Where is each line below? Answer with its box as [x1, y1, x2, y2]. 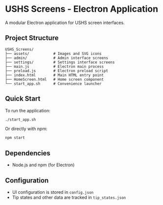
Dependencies [5, 149, 50, 157]
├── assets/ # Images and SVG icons [5, 51, 102, 56]
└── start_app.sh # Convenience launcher [5, 81, 102, 86]
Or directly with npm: [5, 126, 47, 132]
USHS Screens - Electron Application [5, 3, 158, 15]
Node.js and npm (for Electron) [12, 162, 75, 168]
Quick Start [5, 95, 41, 103]
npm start [5, 135, 25, 140]
